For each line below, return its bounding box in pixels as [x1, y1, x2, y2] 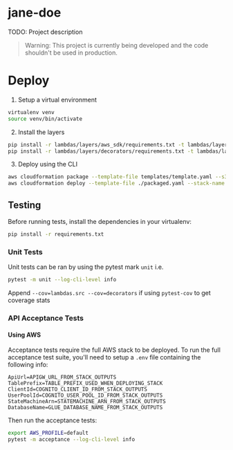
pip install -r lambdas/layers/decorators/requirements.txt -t [8, 147, 194, 155]
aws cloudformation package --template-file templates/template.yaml [8, 174, 213, 180]
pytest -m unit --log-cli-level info [8, 276, 117, 283]
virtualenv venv [8, 109, 55, 115]
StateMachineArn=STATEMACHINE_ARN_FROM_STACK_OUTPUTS [8, 398, 167, 405]
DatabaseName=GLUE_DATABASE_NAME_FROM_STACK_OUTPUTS [8, 404, 163, 411]
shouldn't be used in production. [24, 48, 118, 57]
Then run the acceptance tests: [8, 416, 97, 424]
